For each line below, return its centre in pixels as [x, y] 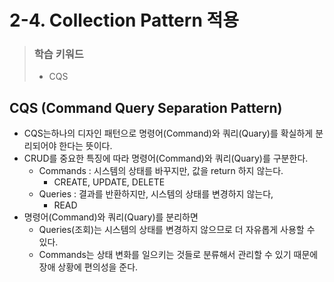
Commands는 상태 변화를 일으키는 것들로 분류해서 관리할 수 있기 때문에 [178, 255]
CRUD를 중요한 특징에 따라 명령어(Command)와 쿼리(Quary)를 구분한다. [166, 158]
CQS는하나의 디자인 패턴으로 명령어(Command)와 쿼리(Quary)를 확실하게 [168, 133]
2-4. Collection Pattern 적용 [124, 20]
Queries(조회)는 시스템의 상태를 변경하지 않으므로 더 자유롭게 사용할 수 [177, 230]
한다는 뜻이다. [85, 146]
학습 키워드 [58, 54]
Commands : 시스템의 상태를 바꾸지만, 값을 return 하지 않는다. [161, 171]
